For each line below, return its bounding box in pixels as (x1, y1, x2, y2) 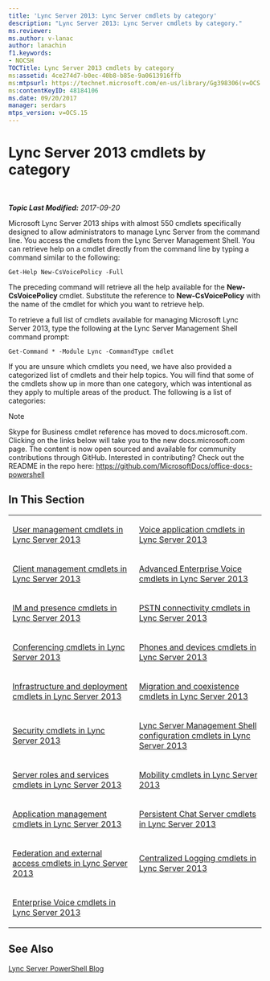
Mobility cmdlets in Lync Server (139, 769, 258, 780)
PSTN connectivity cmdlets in (139, 602, 251, 614)
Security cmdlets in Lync (12, 724, 106, 736)
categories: (8, 396, 46, 405)
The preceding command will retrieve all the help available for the (8, 282, 225, 292)
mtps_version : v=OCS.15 (8, 109, 88, 117)
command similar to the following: (8, 252, 121, 262)
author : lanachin (8, 42, 67, 50)
